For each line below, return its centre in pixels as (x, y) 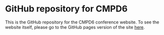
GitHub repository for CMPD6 (66, 9)
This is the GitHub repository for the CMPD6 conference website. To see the (82, 22)
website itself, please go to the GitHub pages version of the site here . (75, 27)
